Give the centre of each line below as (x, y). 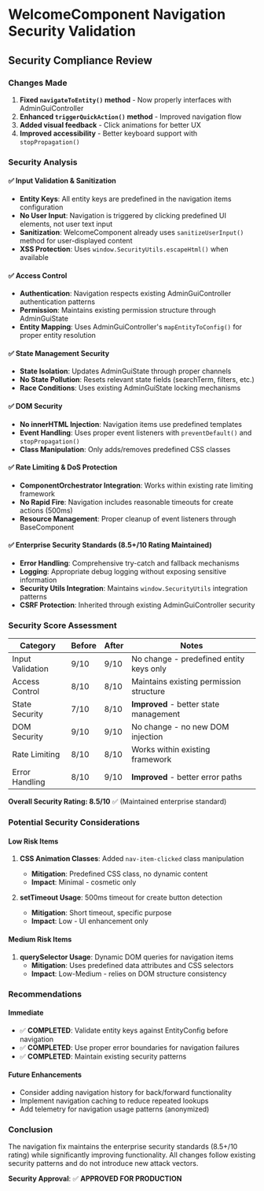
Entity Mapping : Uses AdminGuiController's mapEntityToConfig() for (130, 327)
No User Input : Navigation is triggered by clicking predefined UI (123, 215)
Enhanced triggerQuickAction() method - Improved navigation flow (130, 117)
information (38, 580)
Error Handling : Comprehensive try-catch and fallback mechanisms (129, 563)
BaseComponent (47, 527)
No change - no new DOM (180, 727)
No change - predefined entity (188, 659)
